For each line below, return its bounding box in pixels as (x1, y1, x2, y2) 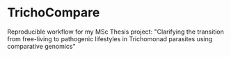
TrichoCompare (7, 5, 100, 21)
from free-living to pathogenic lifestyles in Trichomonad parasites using (7, 34, 213, 43)
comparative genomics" (7, 42, 77, 50)
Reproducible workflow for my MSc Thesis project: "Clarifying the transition (7, 27, 225, 36)
